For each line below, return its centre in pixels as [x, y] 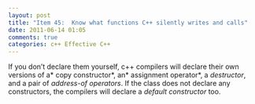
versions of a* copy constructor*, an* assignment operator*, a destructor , [127, 75]
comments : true [33, 37]
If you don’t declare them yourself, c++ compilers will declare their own [124, 66]
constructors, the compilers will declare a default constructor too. [115, 91]
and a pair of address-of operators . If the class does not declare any [119, 84]
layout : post [30, 15]
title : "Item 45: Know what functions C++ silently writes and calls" [128, 23]
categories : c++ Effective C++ [59, 45]
